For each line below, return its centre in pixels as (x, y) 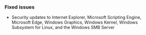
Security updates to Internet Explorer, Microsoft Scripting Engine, (76, 17)
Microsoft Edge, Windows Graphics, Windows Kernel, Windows (75, 22)
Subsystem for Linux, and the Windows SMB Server (63, 27)
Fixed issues (20, 7)
